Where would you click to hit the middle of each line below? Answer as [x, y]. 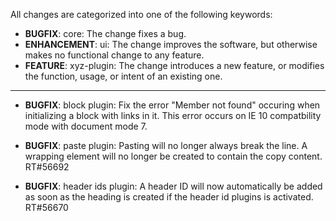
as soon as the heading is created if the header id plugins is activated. [169, 197]
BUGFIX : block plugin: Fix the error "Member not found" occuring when [172, 105]
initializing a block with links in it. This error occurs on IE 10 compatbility [173, 115]
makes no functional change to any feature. [114, 55]
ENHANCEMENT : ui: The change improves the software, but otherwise [171, 44]
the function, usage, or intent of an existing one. [123, 76]
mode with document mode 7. [86, 126]
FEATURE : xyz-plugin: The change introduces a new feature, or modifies [174, 65]
